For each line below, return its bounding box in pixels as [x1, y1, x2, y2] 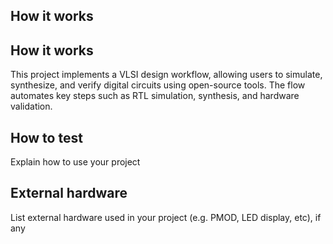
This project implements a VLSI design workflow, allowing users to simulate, [10, 69, 323, 81]
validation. [10, 100, 53, 113]
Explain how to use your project [10, 156, 141, 168]
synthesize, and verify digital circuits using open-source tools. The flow [10, 79, 306, 91]
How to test [10, 129, 83, 146]
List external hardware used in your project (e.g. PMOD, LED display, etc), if [10, 211, 322, 223]
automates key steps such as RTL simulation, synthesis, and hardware [10, 90, 300, 102]
